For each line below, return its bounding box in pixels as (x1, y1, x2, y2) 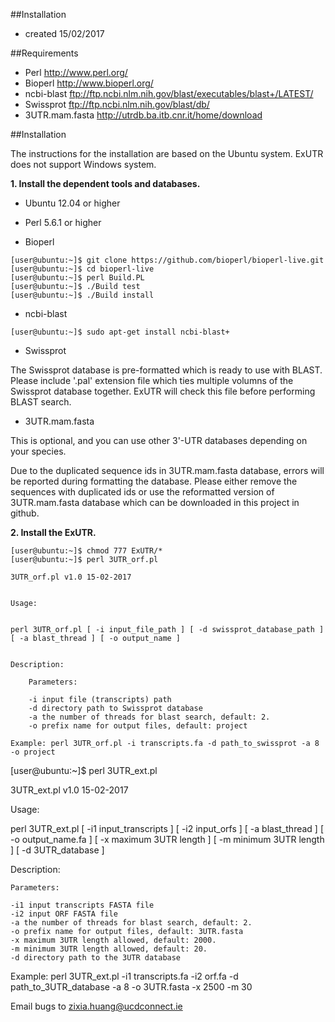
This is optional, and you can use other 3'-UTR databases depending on (10, 435, 308, 446)
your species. (10, 445, 67, 457)
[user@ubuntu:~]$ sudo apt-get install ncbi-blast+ (10, 327, 230, 337)
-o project (10, 747, 56, 757)
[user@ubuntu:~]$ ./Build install (10, 290, 155, 300)
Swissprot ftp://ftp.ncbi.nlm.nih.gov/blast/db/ (24, 99, 210, 110)
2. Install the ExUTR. (10, 527, 97, 538)
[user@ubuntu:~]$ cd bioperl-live (10, 264, 155, 274)
